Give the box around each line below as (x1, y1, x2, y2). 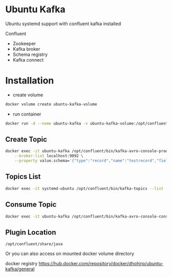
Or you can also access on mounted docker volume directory (5, 250, 135, 257)
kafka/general (5, 266, 35, 272)
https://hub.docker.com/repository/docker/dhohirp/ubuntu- (38, 261, 164, 267)
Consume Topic (5, 200, 57, 209)
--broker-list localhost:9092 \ (14, 153, 83, 159)
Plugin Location (5, 228, 56, 236)
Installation (5, 75, 54, 87)
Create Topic (5, 135, 47, 144)
